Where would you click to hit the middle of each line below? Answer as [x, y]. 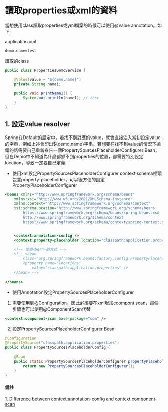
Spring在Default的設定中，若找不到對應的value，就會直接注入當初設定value [83, 137]
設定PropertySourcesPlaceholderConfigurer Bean [63, 329]
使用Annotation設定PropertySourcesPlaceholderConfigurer [73, 292]
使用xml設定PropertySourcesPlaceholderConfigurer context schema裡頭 [87, 173]
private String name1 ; [38, 84]
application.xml [21, 41]
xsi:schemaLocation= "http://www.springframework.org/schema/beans [85, 208]
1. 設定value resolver [38, 124]
